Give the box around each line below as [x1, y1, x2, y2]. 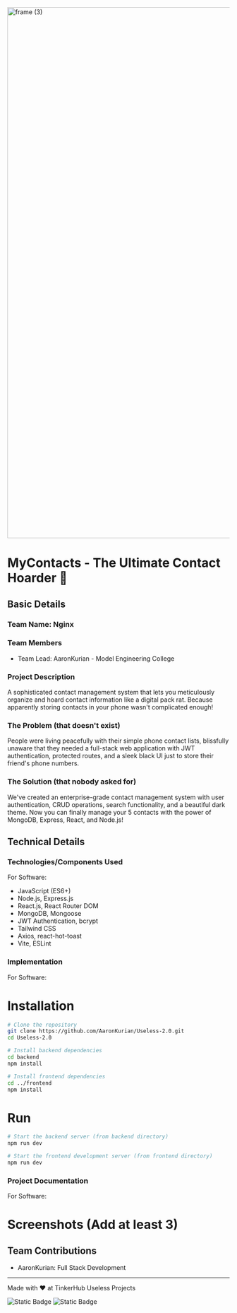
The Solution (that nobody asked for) [7, 777, 136, 787]
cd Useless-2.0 [7, 1035, 52, 1042]
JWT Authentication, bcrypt [17, 917, 99, 925]
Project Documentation [7, 1176, 89, 1186]
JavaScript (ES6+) [17, 887, 71, 895]
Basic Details [7, 598, 66, 610]
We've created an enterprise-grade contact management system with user [7, 793, 224, 801]
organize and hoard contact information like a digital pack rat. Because [7, 695, 213, 704]
